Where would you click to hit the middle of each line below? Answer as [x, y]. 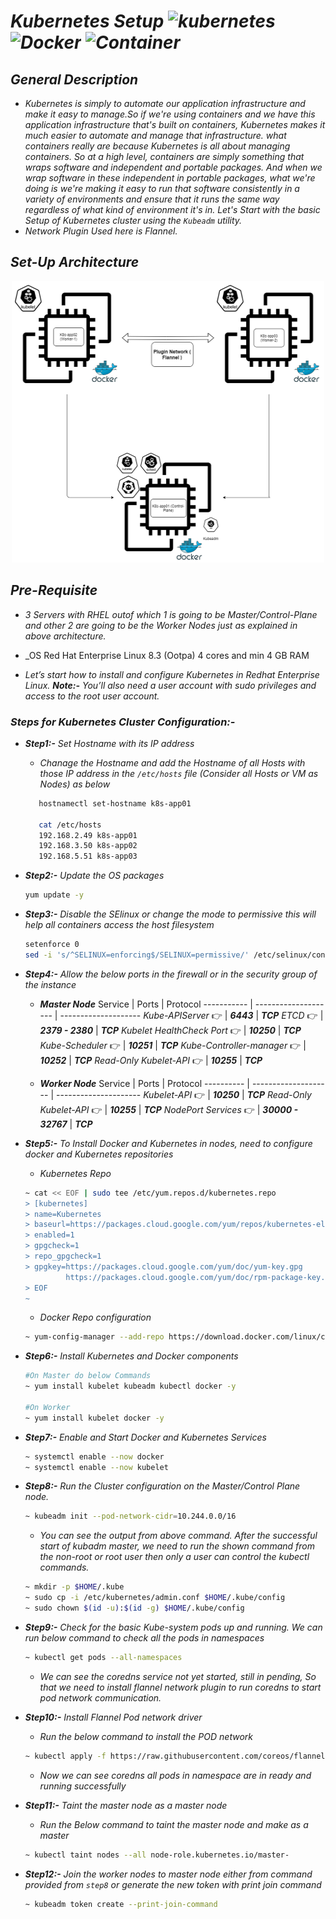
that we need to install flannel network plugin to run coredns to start [180, 1687]
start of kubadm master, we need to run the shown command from [177, 1546]
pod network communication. [100, 1697]
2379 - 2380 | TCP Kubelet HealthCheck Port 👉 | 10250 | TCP [170, 1030]
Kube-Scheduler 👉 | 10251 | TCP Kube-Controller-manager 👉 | [173, 1045]
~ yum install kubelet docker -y [94, 1418]
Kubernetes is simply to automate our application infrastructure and [165, 103]
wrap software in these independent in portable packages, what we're [170, 178]
